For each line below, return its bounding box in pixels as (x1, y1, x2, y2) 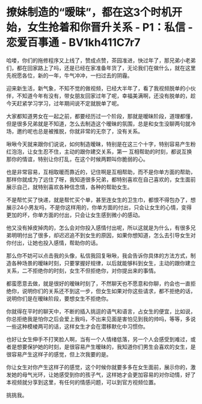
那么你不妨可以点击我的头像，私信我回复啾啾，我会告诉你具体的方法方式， (6, 251, 191, 259)
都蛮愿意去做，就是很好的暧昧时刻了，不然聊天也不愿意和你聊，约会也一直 (6, 280, 191, 287)
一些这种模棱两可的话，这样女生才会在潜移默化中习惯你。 (6, 323, 148, 330)
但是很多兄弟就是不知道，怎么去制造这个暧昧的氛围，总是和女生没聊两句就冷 (6, 120, 196, 127)
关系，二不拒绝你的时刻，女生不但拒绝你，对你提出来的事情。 (6, 267, 159, 274)
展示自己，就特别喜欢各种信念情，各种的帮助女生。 (6, 183, 133, 191)
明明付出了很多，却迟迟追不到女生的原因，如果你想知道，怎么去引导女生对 (11, 232, 196, 239)
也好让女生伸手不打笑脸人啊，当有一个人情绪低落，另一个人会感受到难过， (6, 335, 191, 342)
